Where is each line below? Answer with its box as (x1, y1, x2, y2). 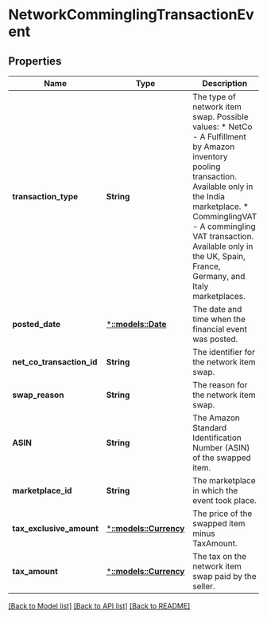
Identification (192, 432, 242, 443)
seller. (192, 581, 216, 592)
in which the (192, 485, 238, 496)
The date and (192, 304, 242, 314)
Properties (8, 54, 62, 68)
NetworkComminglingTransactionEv (8, 6, 254, 24)
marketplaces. (192, 291, 246, 301)
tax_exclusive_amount (12, 523, 99, 533)
